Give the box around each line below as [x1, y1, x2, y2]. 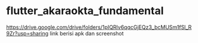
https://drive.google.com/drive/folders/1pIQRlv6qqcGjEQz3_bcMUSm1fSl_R [6, 24, 192, 31]
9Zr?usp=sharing [6, 29, 49, 37]
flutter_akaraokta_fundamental [6, 4, 164, 18]
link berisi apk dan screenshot [50, 29, 124, 37]
